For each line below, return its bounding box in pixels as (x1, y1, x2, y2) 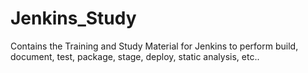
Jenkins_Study (10, 7, 137, 30)
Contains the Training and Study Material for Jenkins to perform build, (10, 40, 299, 52)
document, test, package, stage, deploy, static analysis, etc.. (10, 50, 260, 62)
